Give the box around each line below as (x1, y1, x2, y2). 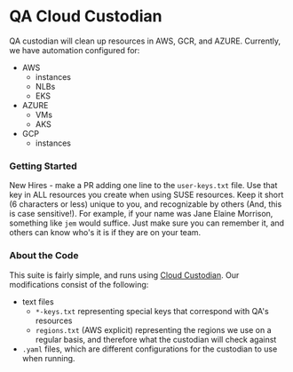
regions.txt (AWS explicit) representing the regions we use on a (35, 324, 273, 335)
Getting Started (9, 160, 77, 172)
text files (21, 296, 55, 307)
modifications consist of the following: (9, 279, 149, 289)
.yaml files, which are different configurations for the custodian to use (21, 344, 278, 354)
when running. (21, 352, 75, 363)
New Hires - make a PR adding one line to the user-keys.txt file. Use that (9, 180, 278, 191)
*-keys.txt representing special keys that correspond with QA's (35, 305, 269, 316)
